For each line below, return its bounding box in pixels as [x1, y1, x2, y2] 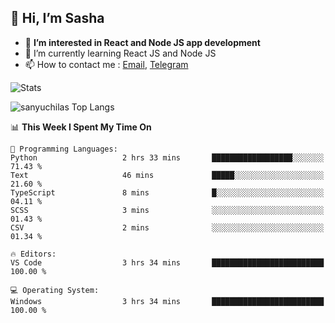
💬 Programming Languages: [10, 144, 118, 154]
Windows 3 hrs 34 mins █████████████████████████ [10, 296, 325, 306]
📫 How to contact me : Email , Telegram [24, 58, 189, 70]
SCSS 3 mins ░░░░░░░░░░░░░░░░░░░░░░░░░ [10, 205, 325, 215]
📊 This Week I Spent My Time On [10, 121, 152, 133]
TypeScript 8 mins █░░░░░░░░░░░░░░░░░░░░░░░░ [10, 187, 325, 198]
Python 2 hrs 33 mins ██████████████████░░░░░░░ [10, 152, 325, 163]
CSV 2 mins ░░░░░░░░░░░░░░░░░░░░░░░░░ [10, 222, 325, 233]
